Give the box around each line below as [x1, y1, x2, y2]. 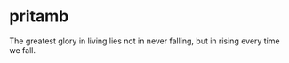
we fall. [9, 44, 36, 55]
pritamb [9, 6, 69, 27]
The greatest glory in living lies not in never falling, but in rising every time [9, 35, 280, 46]
